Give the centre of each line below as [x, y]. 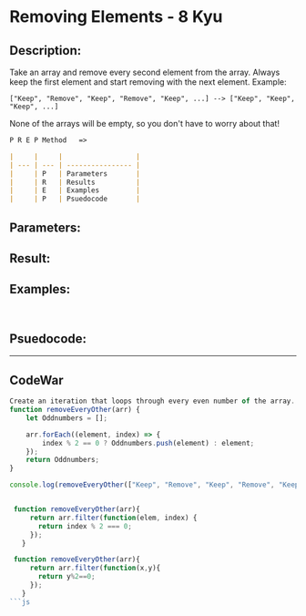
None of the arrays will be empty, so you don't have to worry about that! [145, 123]
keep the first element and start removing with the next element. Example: [148, 82]
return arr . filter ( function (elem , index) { [113, 518]
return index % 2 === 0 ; [85, 526]
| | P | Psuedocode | [75, 199]
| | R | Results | [75, 182]
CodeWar [36, 380]
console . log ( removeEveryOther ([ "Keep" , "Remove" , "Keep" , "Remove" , [142, 485]
